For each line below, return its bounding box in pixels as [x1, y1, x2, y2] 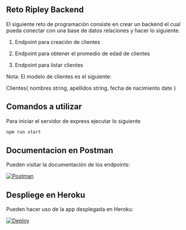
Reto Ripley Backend [6, 5, 84, 15]
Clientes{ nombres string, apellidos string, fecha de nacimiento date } [6, 84, 176, 92]
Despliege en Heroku [6, 190, 86, 200]
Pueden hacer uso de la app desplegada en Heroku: [6, 206, 134, 213]
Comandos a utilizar [6, 102, 82, 112]
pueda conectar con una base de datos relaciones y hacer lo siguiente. [6, 27, 180, 34]
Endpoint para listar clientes [14, 61, 83, 68]
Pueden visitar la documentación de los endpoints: [6, 161, 130, 168]
